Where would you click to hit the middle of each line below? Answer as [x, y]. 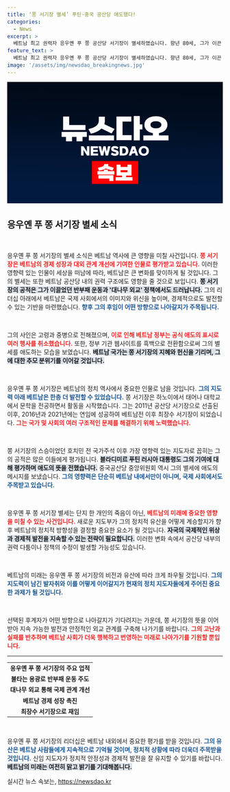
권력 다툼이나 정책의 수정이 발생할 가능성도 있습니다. [76, 547]
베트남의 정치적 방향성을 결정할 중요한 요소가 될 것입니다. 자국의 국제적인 [111, 530]
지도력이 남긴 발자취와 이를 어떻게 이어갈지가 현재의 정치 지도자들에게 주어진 [107, 584]
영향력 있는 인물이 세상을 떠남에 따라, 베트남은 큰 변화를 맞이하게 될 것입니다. [109, 273]
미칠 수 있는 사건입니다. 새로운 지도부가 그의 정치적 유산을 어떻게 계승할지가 [114, 522]
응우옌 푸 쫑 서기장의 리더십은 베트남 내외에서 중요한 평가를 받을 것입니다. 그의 [111, 741]
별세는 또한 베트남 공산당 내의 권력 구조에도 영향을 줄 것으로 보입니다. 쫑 [110, 281]
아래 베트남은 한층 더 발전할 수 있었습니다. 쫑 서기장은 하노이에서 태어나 [108, 397]
